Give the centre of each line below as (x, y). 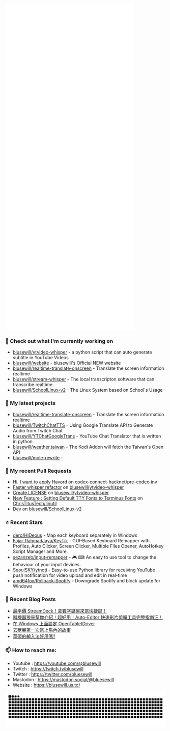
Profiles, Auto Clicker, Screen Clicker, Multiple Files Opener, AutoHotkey (88, 546)
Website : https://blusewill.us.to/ (46, 685)
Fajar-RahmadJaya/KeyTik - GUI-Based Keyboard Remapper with (81, 541)
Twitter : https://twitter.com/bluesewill (52, 674)
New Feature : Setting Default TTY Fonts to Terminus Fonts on (78, 498)
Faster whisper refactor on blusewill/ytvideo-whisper (68, 487)
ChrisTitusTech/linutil (35, 503)
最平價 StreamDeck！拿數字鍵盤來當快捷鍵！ (60, 611)
